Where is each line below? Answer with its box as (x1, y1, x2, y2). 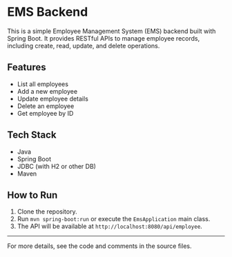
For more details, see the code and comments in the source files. (7, 242, 192, 250)
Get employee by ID (17, 109, 74, 117)
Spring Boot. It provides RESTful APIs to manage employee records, (7, 34, 200, 42)
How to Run (7, 189, 58, 201)
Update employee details (17, 94, 88, 103)
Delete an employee (17, 101, 75, 110)
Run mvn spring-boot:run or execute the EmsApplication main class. (17, 215, 211, 223)
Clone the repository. (17, 207, 77, 216)
